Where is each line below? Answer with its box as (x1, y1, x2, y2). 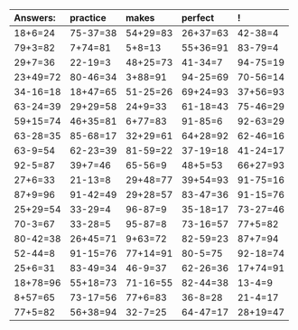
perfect (182, 12, 215, 24)
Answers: (14, 12, 56, 24)
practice (70, 12, 107, 24)
